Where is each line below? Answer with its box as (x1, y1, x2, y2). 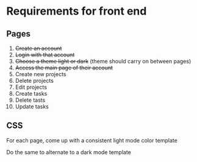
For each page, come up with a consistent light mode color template (6, 136, 178, 144)
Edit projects (15, 83, 48, 91)
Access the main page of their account (15, 64, 113, 71)
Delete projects (15, 77, 54, 84)
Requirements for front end (6, 4, 147, 18)
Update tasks (15, 103, 49, 110)
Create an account (15, 44, 62, 52)
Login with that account (15, 51, 75, 58)
